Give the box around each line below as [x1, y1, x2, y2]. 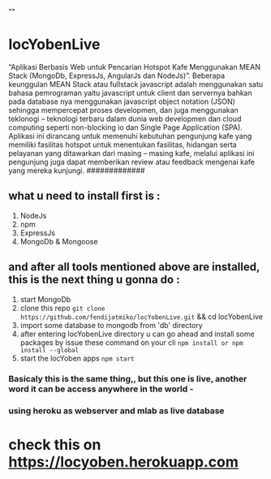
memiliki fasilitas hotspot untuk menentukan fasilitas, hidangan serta [8, 140, 237, 149]
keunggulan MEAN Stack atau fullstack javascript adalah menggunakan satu [8, 79, 264, 88]
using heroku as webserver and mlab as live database [8, 405, 225, 416]
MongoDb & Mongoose [19, 236, 98, 246]
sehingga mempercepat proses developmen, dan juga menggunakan [8, 105, 239, 114]
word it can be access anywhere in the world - [8, 383, 194, 395]
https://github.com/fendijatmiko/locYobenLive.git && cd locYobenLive [19, 312, 264, 321]
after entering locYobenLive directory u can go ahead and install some [19, 329, 255, 339]
